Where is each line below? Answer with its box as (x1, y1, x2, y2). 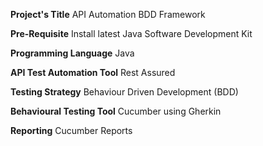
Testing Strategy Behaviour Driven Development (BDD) (10, 86, 239, 98)
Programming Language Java (10, 47, 135, 59)
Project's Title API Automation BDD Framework (10, 9, 206, 20)
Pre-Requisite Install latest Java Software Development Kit (10, 28, 253, 39)
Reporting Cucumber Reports (10, 125, 133, 136)
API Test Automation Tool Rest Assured (10, 67, 176, 78)
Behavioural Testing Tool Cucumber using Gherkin (10, 105, 222, 117)
